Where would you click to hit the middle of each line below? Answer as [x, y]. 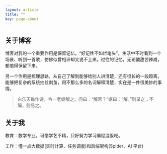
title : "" [15, 14]
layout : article [22, 10]
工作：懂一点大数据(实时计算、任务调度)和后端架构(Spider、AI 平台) [74, 146]
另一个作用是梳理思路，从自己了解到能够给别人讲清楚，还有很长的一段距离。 [83, 76]
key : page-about [22, 19]
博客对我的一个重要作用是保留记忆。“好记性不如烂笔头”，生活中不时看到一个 [83, 53]
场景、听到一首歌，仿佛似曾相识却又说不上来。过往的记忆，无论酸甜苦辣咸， [83, 60]
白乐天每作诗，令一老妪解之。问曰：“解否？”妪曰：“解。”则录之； [83, 99]
